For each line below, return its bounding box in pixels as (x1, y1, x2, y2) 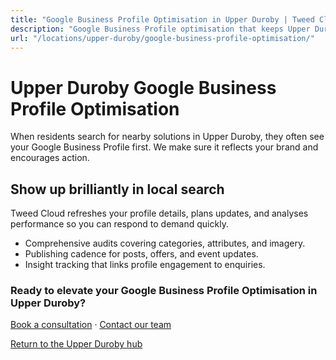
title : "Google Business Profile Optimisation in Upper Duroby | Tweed (10, 14, 315, 25)
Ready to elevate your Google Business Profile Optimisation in (10, 284, 318, 298)
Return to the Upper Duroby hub (10, 338, 143, 350)
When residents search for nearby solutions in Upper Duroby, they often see (10, 131, 325, 143)
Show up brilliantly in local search (10, 181, 225, 198)
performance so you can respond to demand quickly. (10, 218, 229, 230)
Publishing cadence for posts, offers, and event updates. (24, 248, 259, 260)
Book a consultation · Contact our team (10, 319, 172, 331)
